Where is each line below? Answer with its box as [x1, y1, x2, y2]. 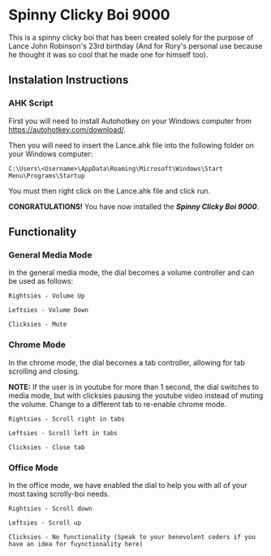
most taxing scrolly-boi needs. [8, 489, 110, 498]
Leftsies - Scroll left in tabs [8, 429, 118, 437]
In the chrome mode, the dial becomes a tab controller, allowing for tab [8, 357, 246, 367]
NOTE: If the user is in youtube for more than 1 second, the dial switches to [8, 382, 260, 391]
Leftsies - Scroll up [8, 519, 82, 527]
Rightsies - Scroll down [8, 504, 92, 512]
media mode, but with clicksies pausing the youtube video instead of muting [8, 391, 264, 400]
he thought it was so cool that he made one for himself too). [8, 49, 209, 59]
